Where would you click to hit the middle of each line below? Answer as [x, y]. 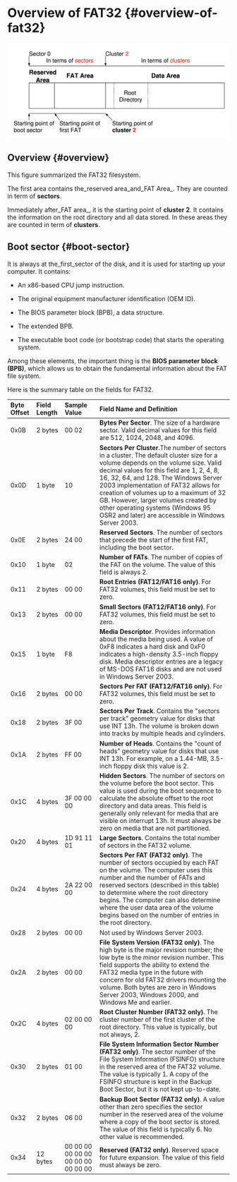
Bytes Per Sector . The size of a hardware [160, 423]
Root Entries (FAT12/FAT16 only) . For [156, 582]
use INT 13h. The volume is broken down [159, 726]
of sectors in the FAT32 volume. [146, 846]
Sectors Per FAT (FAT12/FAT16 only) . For [161, 686]
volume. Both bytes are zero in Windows [158, 987]
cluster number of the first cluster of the [158, 1020]
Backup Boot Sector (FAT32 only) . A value [162, 1099]
